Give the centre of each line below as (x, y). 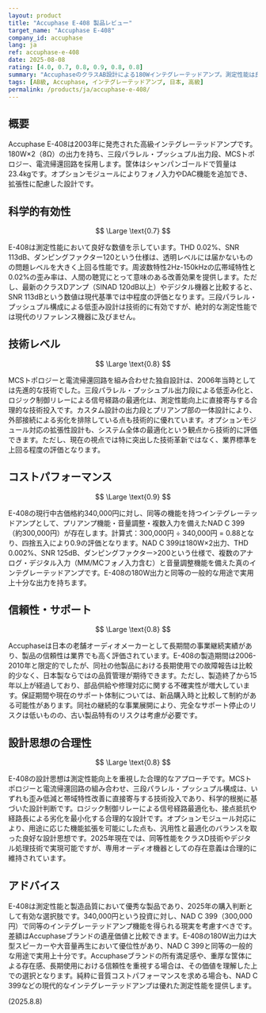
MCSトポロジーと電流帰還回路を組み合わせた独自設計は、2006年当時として (132, 380)
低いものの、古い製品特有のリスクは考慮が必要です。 (115, 715)
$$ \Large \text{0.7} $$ (133, 231)
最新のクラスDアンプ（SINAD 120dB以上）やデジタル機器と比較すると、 (139, 287)
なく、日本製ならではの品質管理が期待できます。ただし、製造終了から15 (139, 676)
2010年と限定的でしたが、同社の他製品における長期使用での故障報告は (123, 666)
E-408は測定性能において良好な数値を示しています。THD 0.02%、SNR (124, 247)
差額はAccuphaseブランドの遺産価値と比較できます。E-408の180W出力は (129, 936)
